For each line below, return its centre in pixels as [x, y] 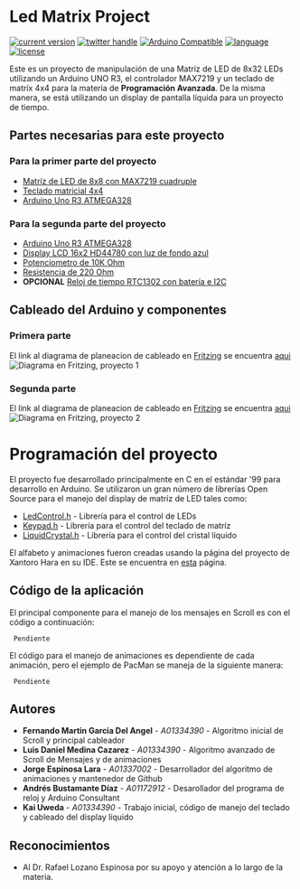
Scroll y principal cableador [74, 740]
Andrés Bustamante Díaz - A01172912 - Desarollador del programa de [153, 789]
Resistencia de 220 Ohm [68, 272]
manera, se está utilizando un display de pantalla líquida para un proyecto [146, 98]
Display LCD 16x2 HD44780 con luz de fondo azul [116, 253]
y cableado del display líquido [78, 817]
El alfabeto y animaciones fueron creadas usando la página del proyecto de [150, 552]
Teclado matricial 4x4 [63, 191]
